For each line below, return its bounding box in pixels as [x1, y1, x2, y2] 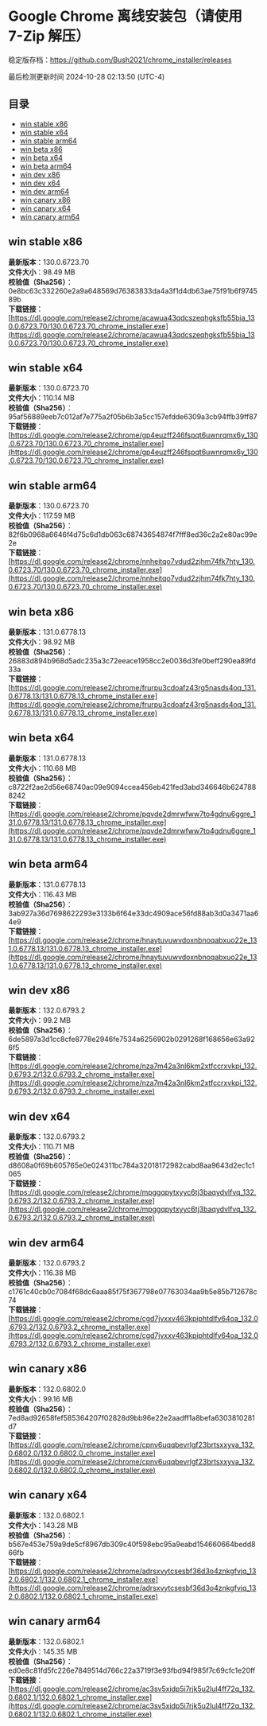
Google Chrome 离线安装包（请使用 [8, 7, 242, 25]
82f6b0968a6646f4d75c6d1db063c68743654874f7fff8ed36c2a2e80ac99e [8, 530, 257, 539]
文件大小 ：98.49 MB [8, 267, 75, 277]
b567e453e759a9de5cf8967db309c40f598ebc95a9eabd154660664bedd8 [8, 1539, 256, 1549]
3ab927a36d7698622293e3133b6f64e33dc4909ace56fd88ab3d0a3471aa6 [8, 908, 259, 918]
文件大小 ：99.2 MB [8, 1016, 72, 1025]
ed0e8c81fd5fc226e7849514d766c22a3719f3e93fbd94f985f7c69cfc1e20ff [8, 1666, 256, 1675]
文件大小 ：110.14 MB [8, 393, 75, 402]
